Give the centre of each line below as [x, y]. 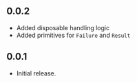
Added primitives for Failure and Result [73, 35]
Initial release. [36, 73]
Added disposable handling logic [63, 27]
